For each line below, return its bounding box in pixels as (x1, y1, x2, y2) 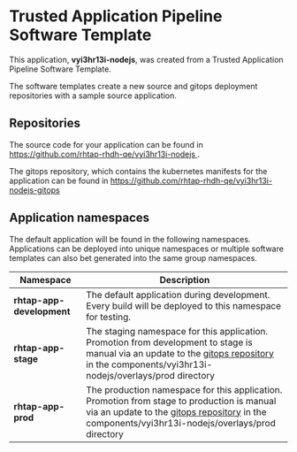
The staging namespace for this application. (86, 325, 269, 337)
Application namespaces (9, 211, 150, 226)
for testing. (86, 310, 131, 323)
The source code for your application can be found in (9, 139, 203, 149)
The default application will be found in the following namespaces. (9, 234, 251, 244)
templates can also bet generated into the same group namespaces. (9, 252, 258, 263)
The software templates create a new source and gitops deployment (9, 80, 258, 91)
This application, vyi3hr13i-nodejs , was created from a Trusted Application (9, 54, 285, 65)
